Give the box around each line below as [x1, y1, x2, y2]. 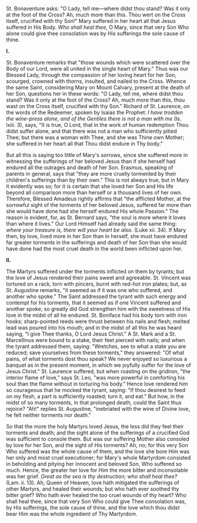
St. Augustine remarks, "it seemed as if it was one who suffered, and [6, 287, 172, 293]
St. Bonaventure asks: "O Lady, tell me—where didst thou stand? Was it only [6, 5, 191, 12]
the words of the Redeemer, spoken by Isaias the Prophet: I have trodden [6, 109, 183, 116]
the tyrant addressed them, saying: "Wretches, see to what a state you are [6, 343, 186, 350]
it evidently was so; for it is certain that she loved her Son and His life [6, 183, 173, 190]
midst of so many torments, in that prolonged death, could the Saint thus [6, 399, 182, 406]
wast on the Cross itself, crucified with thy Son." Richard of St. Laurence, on [6, 103, 190, 109]
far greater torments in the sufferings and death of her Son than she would [6, 239, 187, 246]
